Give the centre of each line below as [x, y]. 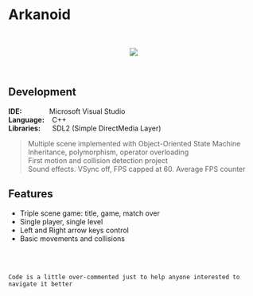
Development [43, 92]
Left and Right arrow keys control [74, 230]
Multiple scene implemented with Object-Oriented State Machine [134, 143]
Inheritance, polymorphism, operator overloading [108, 152]
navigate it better [41, 284]
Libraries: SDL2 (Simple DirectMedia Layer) [85, 128]
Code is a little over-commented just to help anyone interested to [124, 277]
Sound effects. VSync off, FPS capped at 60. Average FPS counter [136, 169]
